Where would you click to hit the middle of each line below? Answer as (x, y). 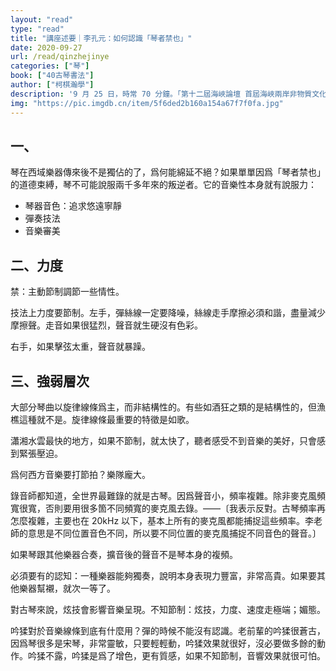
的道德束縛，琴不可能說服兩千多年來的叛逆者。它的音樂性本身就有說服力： (163, 185)
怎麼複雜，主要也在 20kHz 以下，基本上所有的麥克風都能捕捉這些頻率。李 (162, 520)
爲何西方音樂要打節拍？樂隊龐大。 (80, 474)
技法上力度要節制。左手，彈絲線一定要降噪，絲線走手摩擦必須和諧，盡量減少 (168, 313)
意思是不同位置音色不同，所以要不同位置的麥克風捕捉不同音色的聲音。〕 (174, 533)
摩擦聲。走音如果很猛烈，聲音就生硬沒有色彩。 (106, 325)
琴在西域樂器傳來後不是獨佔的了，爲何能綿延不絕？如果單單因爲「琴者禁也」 (168, 172)
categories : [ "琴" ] (50, 66)
